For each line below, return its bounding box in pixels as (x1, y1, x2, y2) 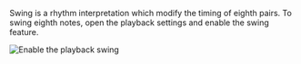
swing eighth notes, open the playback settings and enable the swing (9, 17, 270, 28)
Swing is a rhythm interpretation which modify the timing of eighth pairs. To (9, 8, 293, 18)
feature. (9, 27, 39, 37)
